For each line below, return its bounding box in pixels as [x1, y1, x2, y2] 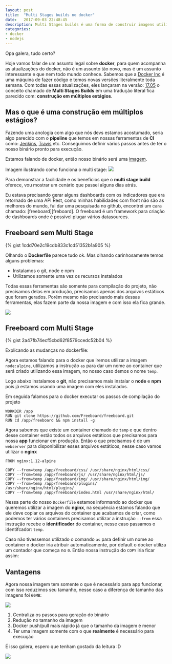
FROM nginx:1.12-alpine [5, 459, 56, 464]
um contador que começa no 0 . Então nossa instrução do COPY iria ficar [5, 547, 155, 554]
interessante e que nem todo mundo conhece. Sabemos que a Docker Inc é [5, 71, 165, 77]
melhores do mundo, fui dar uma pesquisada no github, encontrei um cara [5, 202, 162, 208]
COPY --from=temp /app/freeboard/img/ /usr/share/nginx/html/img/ [5, 477, 150, 482]
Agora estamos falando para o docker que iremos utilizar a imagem [5, 357, 147, 364]
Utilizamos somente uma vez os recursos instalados [12, 273, 123, 279]
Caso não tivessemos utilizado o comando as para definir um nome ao [5, 536, 154, 542]
